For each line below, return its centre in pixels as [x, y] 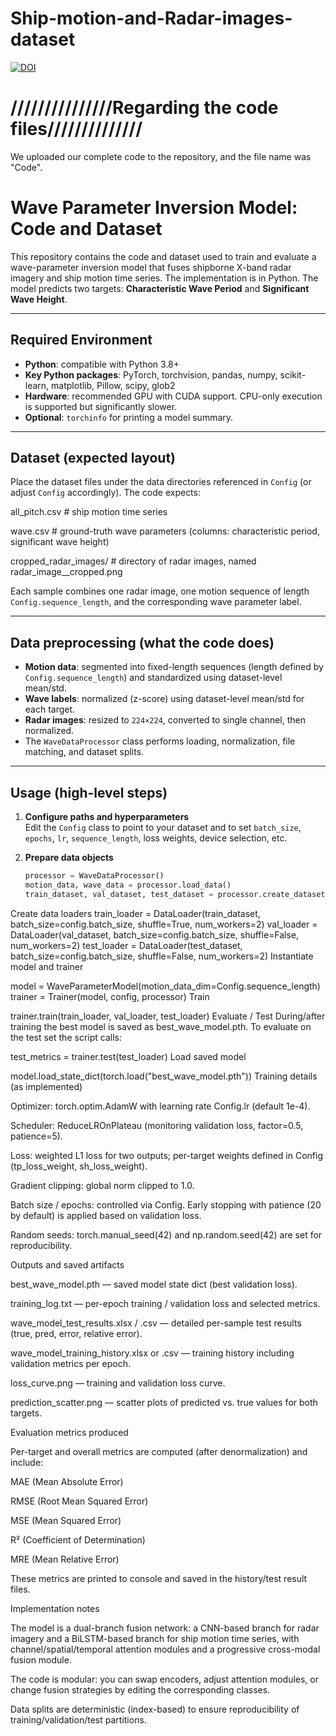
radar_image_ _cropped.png [66, 572]
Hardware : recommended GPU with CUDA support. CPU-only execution [173, 396]
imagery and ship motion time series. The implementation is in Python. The [164, 278]
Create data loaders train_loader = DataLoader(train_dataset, [135, 913]
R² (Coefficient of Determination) [78, 1539]
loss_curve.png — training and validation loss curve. [118, 1383]
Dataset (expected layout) [93, 458]
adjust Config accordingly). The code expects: [105, 493]
